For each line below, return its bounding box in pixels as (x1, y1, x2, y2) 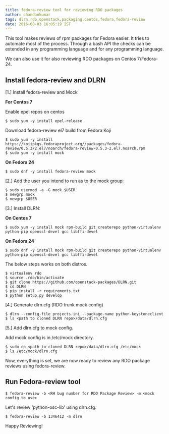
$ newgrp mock (5, 192, 35, 197)
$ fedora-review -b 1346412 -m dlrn (5, 414, 82, 419)
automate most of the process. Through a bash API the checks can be (5, 41, 151, 47)
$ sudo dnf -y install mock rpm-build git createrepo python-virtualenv (5, 248, 161, 253)
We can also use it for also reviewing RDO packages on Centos (5, 56, 136, 62)
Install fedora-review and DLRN (5, 76, 106, 84)
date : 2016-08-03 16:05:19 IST (5, 21, 71, 27)
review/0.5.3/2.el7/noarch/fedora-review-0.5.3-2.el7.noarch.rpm (5, 146, 145, 151)
